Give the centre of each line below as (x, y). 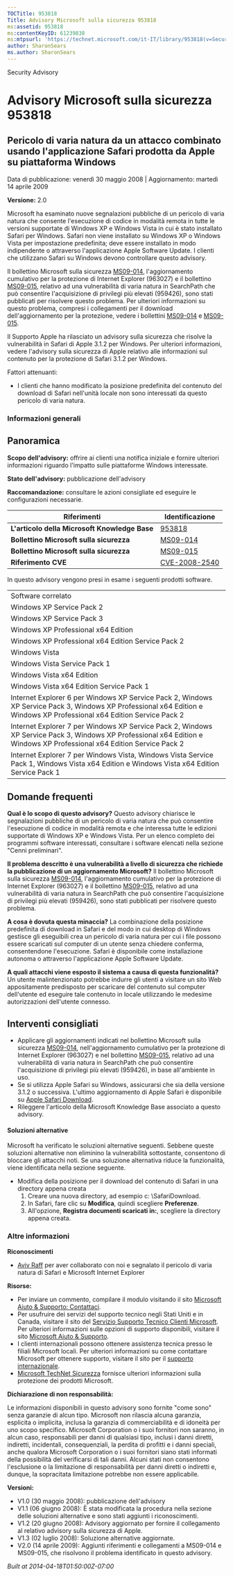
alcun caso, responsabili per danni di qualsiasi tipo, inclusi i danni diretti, (110, 1437)
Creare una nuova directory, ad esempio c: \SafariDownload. (114, 1196)
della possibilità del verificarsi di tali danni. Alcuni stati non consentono (108, 1459)
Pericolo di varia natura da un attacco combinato (114, 141)
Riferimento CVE (39, 562)
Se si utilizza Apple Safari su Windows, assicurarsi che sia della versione (121, 1085)
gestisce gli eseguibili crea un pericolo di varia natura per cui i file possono (114, 937)
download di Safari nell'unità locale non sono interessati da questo (112, 393)
